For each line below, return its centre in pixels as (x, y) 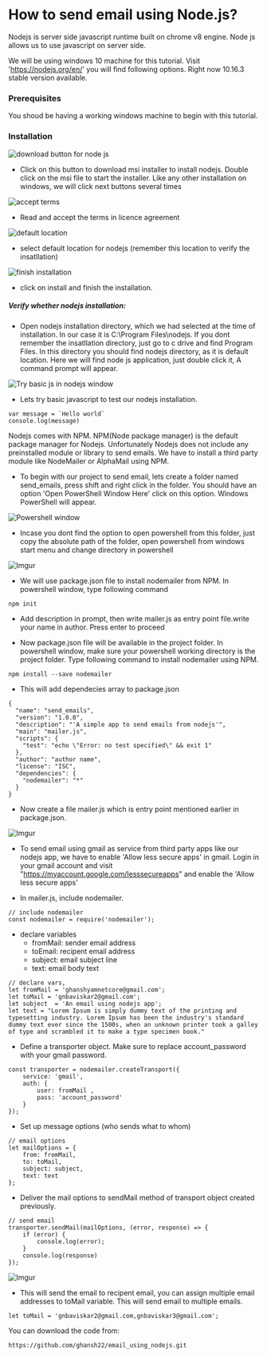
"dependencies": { (46, 773)
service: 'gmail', (53, 1076)
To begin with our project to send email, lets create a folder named (129, 476)
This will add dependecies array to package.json (99, 688)
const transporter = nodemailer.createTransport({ (94, 1069)
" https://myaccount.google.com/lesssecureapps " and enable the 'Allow (137, 874)
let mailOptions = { (43, 1148)
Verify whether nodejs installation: (67, 306)
